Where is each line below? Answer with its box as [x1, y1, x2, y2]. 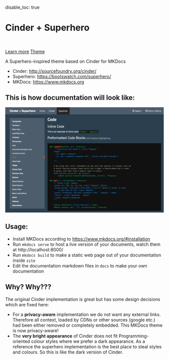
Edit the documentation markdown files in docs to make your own [12, 262, 147, 268]
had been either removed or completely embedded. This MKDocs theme [12, 322, 162, 328]
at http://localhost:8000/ [12, 246, 64, 252]
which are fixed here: [5, 301, 49, 307]
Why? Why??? [5, 283, 52, 291]
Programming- [119, 333, 149, 339]
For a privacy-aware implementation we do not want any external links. [12, 311, 161, 318]
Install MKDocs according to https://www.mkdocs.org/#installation [12, 236, 150, 242]
